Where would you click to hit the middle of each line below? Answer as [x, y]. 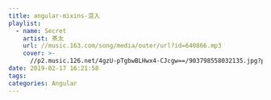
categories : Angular [43, 83]
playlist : [25, 23]
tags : [17, 76]
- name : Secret [41, 31]
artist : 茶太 [44, 38]
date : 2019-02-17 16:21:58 [54, 69]
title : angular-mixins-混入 [54, 16]
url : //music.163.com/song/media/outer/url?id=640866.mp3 [122, 46]
